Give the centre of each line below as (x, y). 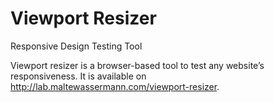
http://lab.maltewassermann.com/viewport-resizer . (115, 86)
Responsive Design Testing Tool (76, 46)
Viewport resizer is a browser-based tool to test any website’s (137, 65)
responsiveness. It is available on (78, 76)
